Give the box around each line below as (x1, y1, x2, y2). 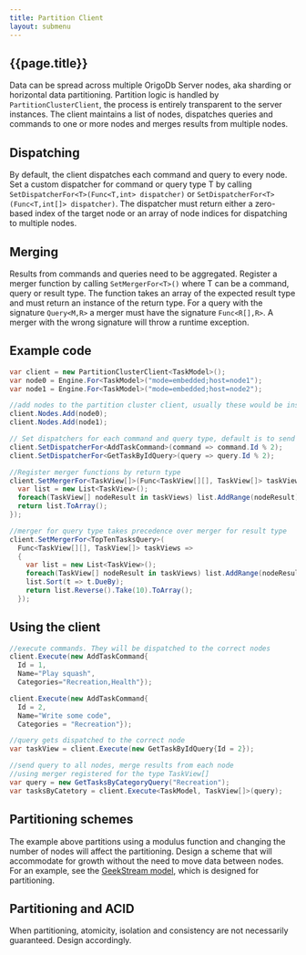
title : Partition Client (9, 13, 104, 23)
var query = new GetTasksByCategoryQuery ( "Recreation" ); (9, 777, 230, 787)
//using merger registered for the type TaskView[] (9, 770, 209, 779)
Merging (9, 244, 59, 260)
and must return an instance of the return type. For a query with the (9, 297, 263, 308)
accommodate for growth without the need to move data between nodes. (9, 855, 284, 867)
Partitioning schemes (9, 812, 134, 827)
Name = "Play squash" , (17, 670, 96, 679)
